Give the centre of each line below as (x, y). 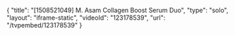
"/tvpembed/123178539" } (44, 25)
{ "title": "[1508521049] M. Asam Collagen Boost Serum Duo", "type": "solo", (117, 10)
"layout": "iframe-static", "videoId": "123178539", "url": (86, 18)
